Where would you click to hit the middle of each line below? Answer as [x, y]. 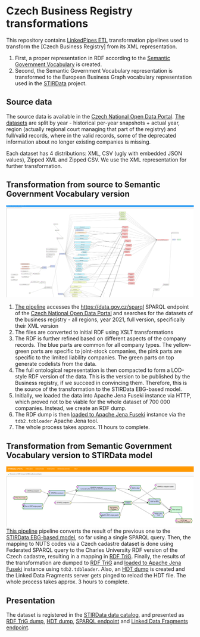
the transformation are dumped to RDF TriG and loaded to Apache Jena [94, 563]
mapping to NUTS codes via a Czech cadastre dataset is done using [90, 544]
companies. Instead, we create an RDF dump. [71, 408]
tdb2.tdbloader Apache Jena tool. [57, 421]
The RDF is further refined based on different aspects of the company [100, 338]
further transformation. [34, 166]
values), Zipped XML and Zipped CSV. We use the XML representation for [96, 160]
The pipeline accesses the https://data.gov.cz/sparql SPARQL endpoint [102, 307]
